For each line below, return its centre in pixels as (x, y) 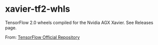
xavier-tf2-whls (38, 9)
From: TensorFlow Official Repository (42, 37)
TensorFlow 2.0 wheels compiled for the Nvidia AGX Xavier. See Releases (79, 22)
